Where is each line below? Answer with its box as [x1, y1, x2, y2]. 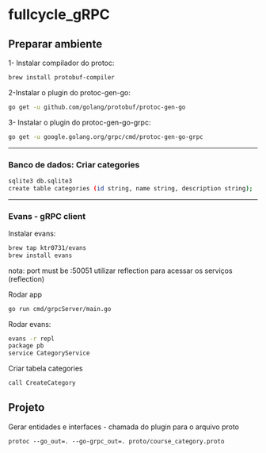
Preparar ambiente [8, 37, 103, 51]
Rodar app [8, 290, 42, 299]
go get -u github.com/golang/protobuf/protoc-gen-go [8, 103, 186, 111]
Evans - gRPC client [8, 210, 85, 221]
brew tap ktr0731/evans [8, 244, 87, 251]
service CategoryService [8, 349, 90, 358]
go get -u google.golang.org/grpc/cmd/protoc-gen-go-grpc [8, 132, 203, 140]
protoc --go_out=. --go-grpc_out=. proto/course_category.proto [8, 437, 225, 445]
